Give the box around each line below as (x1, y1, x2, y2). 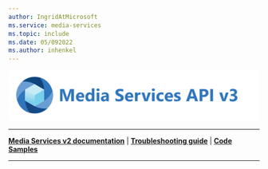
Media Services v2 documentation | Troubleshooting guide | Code (8, 136, 233, 145)
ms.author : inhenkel (8, 46, 77, 55)
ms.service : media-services (8, 21, 102, 29)
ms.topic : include (8, 29, 69, 37)
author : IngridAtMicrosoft (8, 13, 98, 21)
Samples (8, 144, 38, 154)
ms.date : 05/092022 (8, 38, 73, 46)
